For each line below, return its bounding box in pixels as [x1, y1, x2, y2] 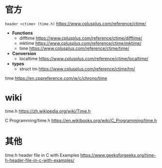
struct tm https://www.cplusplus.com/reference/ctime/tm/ [19, 66, 135, 71]
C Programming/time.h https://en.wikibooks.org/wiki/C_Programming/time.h [5, 117, 157, 123]
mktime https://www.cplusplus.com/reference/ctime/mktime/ [19, 40, 142, 46]
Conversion [12, 50, 36, 56]
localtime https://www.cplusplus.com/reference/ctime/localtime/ [19, 56, 149, 61]
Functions [12, 30, 33, 36]
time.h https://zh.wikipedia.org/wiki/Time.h [5, 108, 91, 114]
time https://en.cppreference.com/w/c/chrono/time [5, 75, 108, 81]
